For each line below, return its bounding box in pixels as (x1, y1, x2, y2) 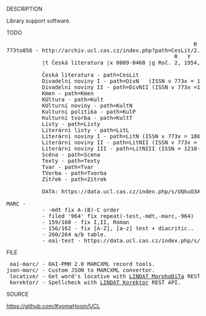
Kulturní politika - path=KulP (42, 109, 136, 115)
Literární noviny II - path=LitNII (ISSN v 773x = (42, 139, 197, 146)
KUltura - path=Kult (42, 96, 104, 103)
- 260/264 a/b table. (42, 231, 107, 238)
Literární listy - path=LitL (42, 127, 130, 134)
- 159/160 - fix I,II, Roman (42, 219, 130, 226)
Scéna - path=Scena (42, 152, 101, 158)
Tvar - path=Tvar (42, 164, 94, 171)
